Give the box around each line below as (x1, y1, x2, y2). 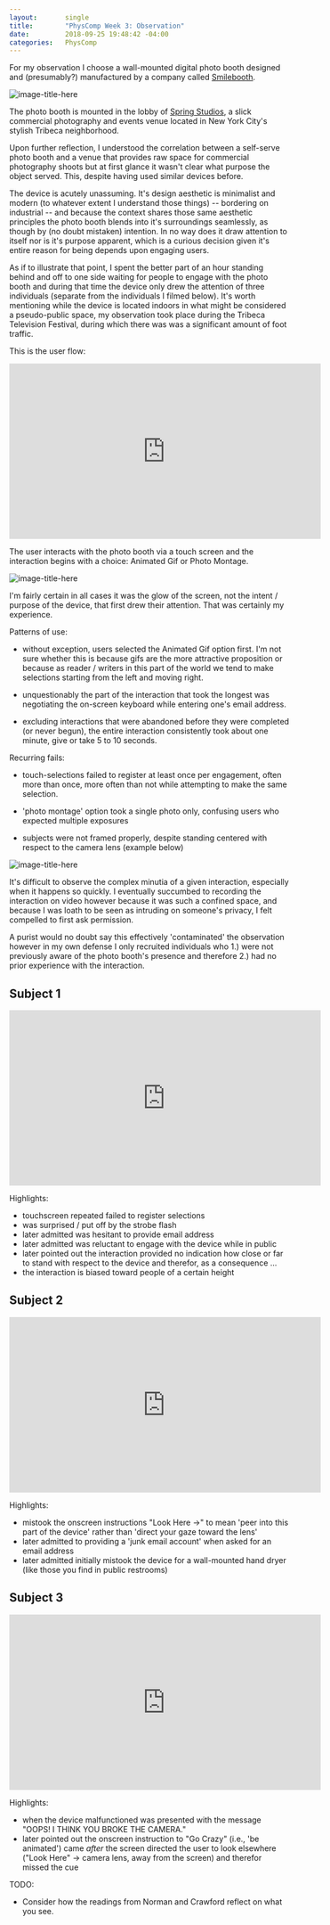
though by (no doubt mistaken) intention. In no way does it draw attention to (9, 226, 287, 237)
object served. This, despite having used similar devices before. (9, 171, 244, 182)
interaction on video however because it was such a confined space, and (9, 896, 278, 906)
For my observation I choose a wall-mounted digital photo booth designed (9, 62, 281, 73)
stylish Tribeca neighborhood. (9, 126, 120, 136)
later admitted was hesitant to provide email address (21, 1229, 215, 1240)
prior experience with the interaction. (9, 960, 145, 971)
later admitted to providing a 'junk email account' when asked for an (21, 1536, 272, 1546)
